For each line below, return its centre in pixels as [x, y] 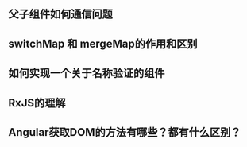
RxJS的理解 [37, 103]
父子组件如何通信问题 [60, 14]
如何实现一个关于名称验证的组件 [87, 73]
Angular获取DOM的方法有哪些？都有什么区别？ [125, 132]
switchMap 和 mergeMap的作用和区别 [103, 43]
